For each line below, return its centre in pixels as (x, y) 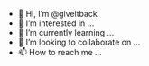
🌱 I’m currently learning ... (66, 33)
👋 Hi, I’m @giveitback (57, 14)
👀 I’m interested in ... (56, 23)
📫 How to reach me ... (60, 52)
